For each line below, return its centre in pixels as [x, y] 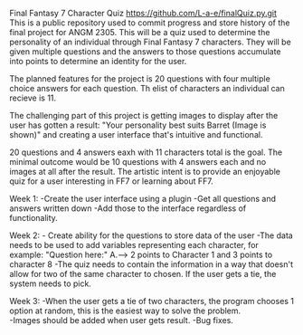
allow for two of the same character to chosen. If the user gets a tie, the [143, 274]
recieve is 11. [33, 98]
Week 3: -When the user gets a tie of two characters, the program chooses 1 [152, 301]
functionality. [34, 218]
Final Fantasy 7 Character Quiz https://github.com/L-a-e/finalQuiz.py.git [143, 13]
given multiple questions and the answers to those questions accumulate [145, 52]
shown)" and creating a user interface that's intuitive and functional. [136, 134]
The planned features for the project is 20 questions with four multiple [140, 79]
